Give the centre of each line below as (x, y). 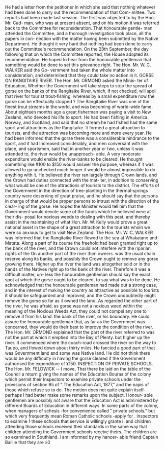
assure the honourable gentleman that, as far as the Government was (75, 322)
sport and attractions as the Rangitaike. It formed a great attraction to (75, 128)
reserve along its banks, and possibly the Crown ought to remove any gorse (82, 259)
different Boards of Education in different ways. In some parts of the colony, (82, 406)
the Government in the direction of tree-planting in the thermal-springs (77, 190)
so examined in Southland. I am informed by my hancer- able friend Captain (82, 437)
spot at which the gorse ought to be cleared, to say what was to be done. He (82, 280)
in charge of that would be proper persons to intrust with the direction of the (82, 201)
